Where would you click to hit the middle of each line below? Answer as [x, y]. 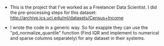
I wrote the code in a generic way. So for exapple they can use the [79, 27]
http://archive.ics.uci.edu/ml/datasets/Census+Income [67, 18]
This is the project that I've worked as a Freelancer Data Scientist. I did [84, 7]
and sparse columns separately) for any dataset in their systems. [77, 38]
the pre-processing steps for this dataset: [53, 12]
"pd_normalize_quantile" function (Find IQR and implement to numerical [85, 33]
